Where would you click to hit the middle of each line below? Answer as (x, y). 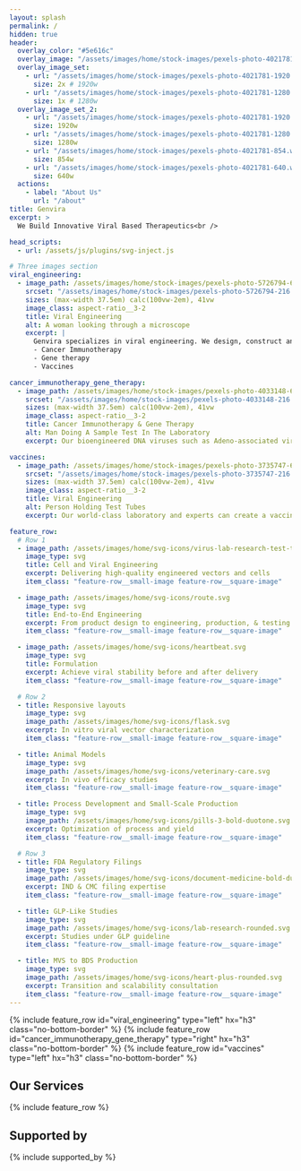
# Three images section (54, 267)
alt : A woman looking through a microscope (108, 325)
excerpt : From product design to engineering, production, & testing (158, 623)
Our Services (47, 1085)
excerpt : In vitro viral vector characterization (120, 730)
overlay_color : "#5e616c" (66, 51)
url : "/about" (60, 201)
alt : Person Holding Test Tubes (86, 507)
